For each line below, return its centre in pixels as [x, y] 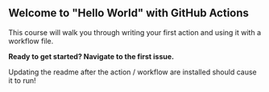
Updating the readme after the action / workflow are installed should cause [132, 72]
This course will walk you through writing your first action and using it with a [135, 32]
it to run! [22, 80]
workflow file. [31, 41]
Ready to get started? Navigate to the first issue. [91, 56]
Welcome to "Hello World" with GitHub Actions [129, 13]
